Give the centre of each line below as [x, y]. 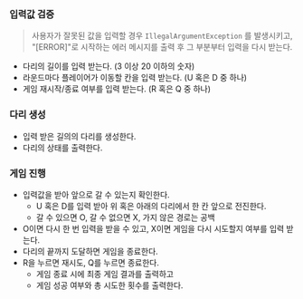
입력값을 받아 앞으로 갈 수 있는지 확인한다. [96, 194]
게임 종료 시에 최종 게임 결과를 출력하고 [105, 274]
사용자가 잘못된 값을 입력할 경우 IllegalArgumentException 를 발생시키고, [162, 36]
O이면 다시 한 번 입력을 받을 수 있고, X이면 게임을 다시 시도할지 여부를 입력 [153, 228]
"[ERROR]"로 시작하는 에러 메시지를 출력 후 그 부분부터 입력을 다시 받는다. [162, 47]
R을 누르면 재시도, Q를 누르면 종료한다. [91, 262]
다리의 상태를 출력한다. [62, 148]
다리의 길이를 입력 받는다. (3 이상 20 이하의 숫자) [109, 66]
